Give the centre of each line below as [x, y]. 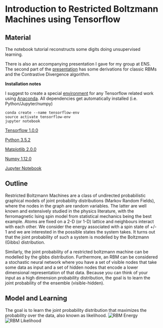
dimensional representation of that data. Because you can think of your [76, 272]
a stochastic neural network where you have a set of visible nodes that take [81, 262]
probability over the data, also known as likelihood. [56, 315]
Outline [16, 184]
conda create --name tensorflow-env [42, 113]
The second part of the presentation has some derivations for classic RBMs [81, 69]
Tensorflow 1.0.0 [22, 130]
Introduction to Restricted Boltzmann [82, 9]
